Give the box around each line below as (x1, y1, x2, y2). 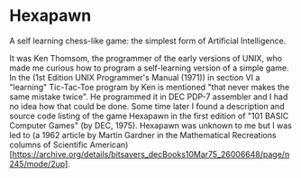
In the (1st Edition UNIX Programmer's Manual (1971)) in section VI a (9, 71, 260, 82)
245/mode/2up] (9, 158, 68, 169)
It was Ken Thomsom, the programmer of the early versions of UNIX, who (9, 52, 282, 63)
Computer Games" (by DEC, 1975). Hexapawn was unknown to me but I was (9, 119, 293, 131)
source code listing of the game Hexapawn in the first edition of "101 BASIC (9, 110, 289, 121)
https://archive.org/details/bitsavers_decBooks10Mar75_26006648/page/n (12, 148, 290, 159)
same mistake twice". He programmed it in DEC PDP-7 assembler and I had (9, 91, 288, 102)
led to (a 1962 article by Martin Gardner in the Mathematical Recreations (9, 129, 277, 140)
